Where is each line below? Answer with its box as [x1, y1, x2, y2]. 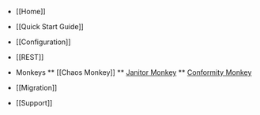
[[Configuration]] [15, 37, 71, 46]
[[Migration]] [15, 83, 58, 92]
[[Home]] [15, 7, 46, 16]
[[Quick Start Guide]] [15, 22, 85, 31]
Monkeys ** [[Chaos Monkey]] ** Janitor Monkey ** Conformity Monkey [15, 68, 252, 77]
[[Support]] [15, 98, 53, 107]
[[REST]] [15, 53, 44, 61]
